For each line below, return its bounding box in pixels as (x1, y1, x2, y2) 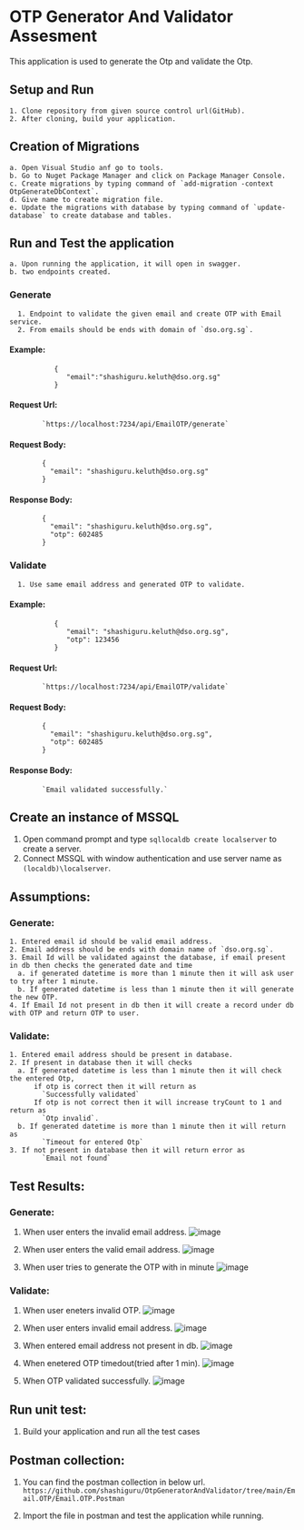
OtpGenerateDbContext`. (9, 186, 100, 196)
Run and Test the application (9, 235, 175, 251)
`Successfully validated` (42, 1090, 141, 1100)
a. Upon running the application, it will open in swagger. (9, 259, 242, 269)
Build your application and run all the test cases (22, 1426, 201, 1437)
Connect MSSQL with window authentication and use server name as (22, 853, 282, 864)
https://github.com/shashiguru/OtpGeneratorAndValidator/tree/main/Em (22, 1486, 296, 1495)
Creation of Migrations (9, 139, 141, 155)
